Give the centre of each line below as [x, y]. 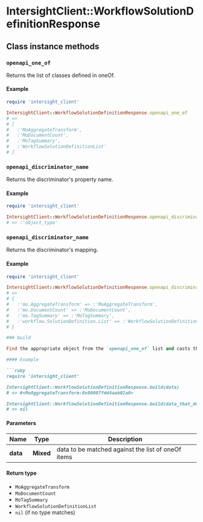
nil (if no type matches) [45, 512]
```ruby [16, 371]
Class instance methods [53, 46]
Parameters [21, 423]
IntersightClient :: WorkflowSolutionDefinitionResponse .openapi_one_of [97, 113]
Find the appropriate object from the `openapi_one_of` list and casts [98, 349]
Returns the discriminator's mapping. [52, 250]
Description [125, 439]
